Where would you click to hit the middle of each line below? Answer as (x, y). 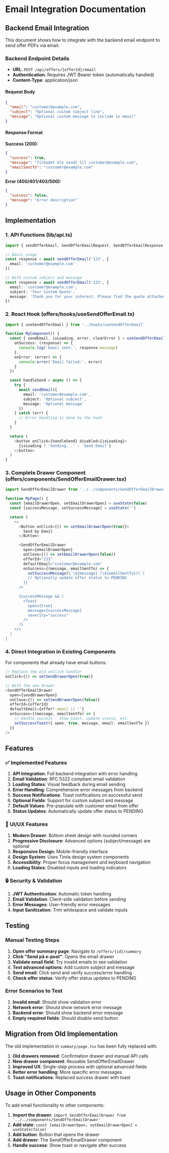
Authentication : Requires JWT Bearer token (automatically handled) (83, 75)
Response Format (24, 133)
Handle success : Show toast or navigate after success (69, 1145)
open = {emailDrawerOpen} (48, 550)
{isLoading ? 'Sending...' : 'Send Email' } (65, 446)
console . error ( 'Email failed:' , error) (60, 362)
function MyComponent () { (32, 334)
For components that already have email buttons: (56, 663)
